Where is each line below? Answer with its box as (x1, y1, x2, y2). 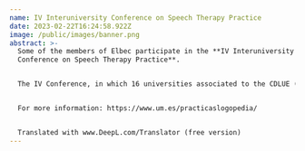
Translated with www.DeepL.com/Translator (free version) (17, 127, 242, 137)
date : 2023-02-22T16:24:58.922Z (9, 22, 132, 31)
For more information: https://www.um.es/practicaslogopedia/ (17, 104, 258, 113)
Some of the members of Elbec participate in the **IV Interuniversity (17, 47, 295, 56)
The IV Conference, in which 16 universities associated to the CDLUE (17, 80, 290, 89)
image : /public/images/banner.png (9, 30, 141, 39)
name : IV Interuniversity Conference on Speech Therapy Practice (9, 13, 261, 23)
